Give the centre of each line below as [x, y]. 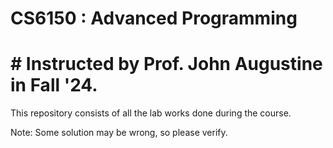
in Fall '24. [54, 85]
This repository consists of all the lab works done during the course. [151, 113]
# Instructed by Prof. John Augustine [166, 64]
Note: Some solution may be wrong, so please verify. [119, 133]
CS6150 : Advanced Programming [154, 18]
